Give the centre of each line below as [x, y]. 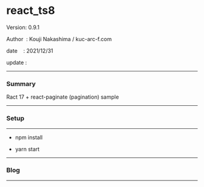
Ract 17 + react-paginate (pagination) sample [63, 97]
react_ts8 [31, 11]
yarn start [27, 149]
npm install [29, 137]
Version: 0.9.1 [23, 27]
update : [17, 62]
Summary [21, 84]
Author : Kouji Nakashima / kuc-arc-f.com [59, 39]
